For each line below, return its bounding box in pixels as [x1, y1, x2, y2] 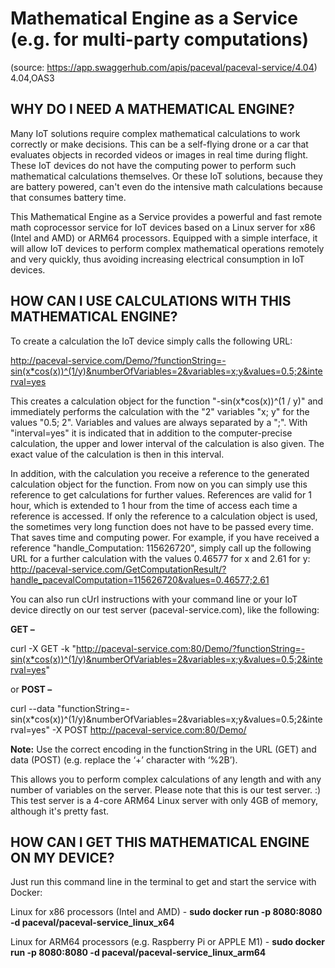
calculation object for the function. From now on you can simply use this [10, 478, 308, 490]
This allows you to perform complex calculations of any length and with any [10, 773, 322, 785]
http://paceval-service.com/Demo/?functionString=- [10, 354, 227, 366]
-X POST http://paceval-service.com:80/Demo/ [51, 723, 247, 736]
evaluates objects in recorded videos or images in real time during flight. [10, 148, 309, 161]
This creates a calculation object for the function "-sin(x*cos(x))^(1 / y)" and [10, 395, 324, 407]
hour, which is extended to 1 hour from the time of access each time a [10, 499, 298, 511]
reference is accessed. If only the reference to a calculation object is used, [10, 510, 318, 522]
